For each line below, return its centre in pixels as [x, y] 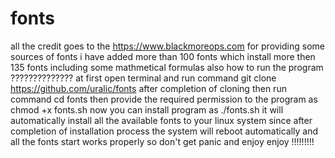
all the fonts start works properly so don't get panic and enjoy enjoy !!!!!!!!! [162, 141]
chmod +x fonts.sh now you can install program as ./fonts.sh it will [147, 109]
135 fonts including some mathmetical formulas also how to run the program [167, 67]
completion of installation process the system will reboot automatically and [164, 131]
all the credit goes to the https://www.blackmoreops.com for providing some [168, 46]
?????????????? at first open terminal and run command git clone [143, 78]
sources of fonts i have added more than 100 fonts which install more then [163, 56]
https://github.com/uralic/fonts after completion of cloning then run [148, 88]
